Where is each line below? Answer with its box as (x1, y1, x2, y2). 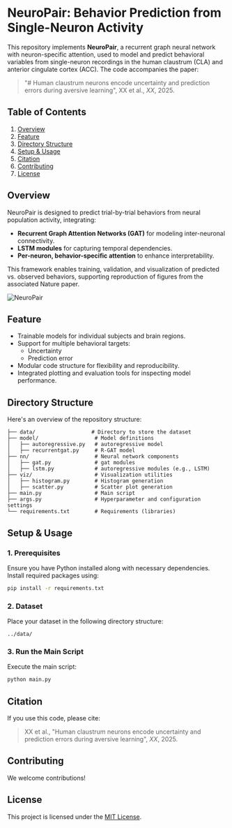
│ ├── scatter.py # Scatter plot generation (7, 484, 173, 491)
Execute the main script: (7, 663, 77, 671)
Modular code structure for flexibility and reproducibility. (17, 362, 180, 370)
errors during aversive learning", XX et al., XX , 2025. (24, 86, 175, 94)
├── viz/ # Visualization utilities (7, 471, 173, 479)
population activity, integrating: (7, 215, 96, 224)
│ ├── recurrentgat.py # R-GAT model (7, 447, 136, 454)
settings (7, 502, 33, 509)
